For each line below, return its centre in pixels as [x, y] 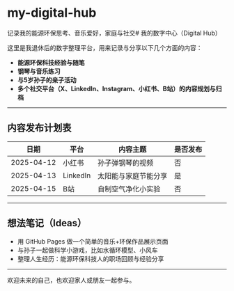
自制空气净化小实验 [129, 189]
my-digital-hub [52, 13]
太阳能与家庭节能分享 [132, 175]
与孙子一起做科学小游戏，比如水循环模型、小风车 [87, 250]
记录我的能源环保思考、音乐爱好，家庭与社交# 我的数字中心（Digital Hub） [114, 33]
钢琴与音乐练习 [39, 71]
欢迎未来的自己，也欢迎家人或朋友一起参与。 [71, 280]
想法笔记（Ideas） [47, 223]
